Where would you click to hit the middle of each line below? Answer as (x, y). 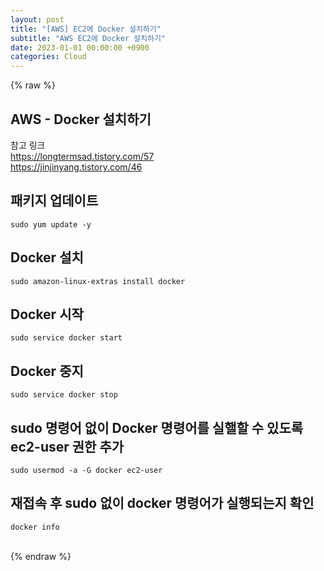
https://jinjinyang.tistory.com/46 (76, 167)
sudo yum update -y (51, 224)
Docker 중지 (47, 371)
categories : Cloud (48, 57)
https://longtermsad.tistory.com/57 (82, 156)
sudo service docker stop (64, 395)
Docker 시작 (47, 314)
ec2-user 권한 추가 (67, 446)
